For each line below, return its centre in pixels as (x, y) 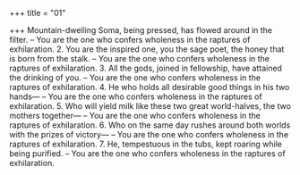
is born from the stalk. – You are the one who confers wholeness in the (140, 58)
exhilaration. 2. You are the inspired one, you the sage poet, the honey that (147, 49)
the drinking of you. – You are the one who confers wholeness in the (135, 78)
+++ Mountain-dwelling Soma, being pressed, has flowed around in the (141, 30)
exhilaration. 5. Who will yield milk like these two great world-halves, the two (150, 106)
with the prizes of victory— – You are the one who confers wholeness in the (149, 134)
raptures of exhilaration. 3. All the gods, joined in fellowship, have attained (146, 68)
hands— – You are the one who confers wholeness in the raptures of (136, 96)
